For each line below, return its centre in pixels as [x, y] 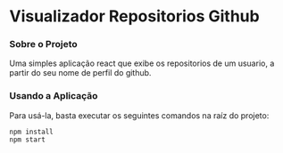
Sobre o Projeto [43, 44]
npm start [28, 140]
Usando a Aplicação [54, 96]
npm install [31, 132]
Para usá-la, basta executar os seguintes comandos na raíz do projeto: [139, 115]
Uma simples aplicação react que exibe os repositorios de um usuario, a [142, 63]
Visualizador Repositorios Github [135, 16]
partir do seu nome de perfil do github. [80, 73]
